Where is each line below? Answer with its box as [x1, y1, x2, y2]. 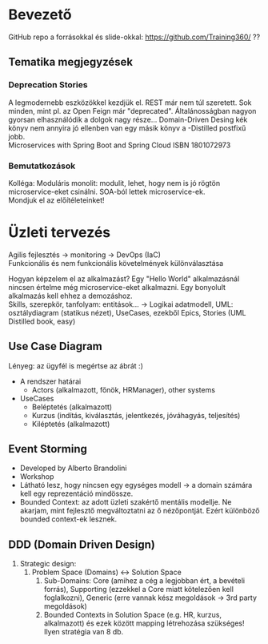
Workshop [19, 472, 54, 481]
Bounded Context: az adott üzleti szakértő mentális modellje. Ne [19, 497, 232, 507]
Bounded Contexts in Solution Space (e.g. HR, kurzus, [43, 610, 222, 620]
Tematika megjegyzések [8, 55, 134, 69]
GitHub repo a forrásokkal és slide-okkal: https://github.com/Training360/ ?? [8, 32, 261, 42]
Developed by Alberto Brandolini [19, 463, 127, 473]
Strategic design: [19, 559, 77, 569]
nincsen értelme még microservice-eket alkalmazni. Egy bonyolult [8, 282, 226, 292]
